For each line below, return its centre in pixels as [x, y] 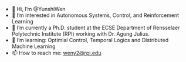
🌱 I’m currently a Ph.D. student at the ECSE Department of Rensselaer [96, 27]
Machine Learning [33, 46]
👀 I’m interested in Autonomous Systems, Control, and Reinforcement [95, 15]
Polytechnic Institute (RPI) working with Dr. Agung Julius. [80, 34]
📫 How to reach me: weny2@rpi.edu [56, 53]
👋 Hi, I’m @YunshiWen [38, 9]
